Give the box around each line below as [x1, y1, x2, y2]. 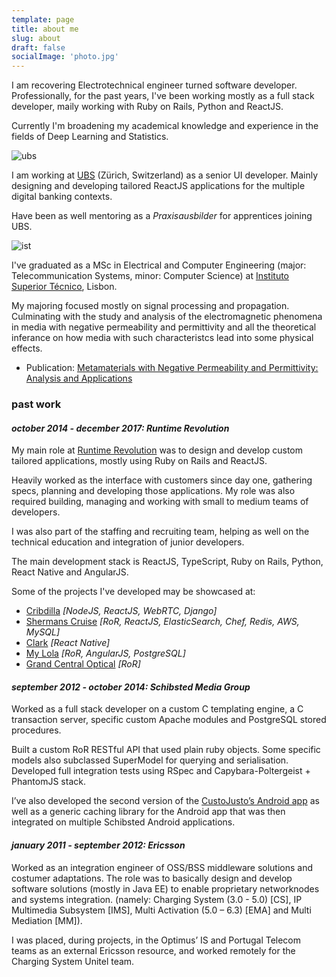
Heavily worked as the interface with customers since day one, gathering [11, 474, 313, 486]
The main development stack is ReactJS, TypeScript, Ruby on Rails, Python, [11, 556, 324, 568]
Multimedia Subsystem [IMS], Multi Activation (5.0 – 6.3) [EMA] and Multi [11, 904, 312, 916]
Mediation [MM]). [11, 914, 83, 926]
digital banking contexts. [11, 191, 113, 203]
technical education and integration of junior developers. [11, 536, 245, 548]
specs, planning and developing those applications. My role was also [11, 485, 296, 497]
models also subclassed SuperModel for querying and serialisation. [11, 754, 289, 766]
